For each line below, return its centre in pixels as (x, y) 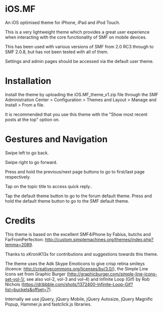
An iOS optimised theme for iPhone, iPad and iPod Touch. (63, 22)
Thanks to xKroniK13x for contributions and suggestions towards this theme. (81, 254)
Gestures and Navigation (56, 139)
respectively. (18, 177)
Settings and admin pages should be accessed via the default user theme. (80, 61)
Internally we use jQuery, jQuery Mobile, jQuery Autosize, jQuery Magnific (79, 299)
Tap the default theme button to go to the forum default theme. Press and (79, 196)
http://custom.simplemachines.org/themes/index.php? (99, 239)
